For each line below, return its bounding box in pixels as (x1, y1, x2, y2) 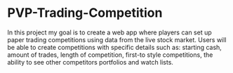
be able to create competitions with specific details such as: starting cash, (7, 43, 222, 51)
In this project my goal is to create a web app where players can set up (7, 28, 212, 36)
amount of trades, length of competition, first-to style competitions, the (7, 51, 213, 59)
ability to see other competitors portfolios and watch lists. (7, 58, 174, 66)
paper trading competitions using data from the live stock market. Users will (7, 35, 227, 44)
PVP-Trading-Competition (7, 5, 163, 21)
